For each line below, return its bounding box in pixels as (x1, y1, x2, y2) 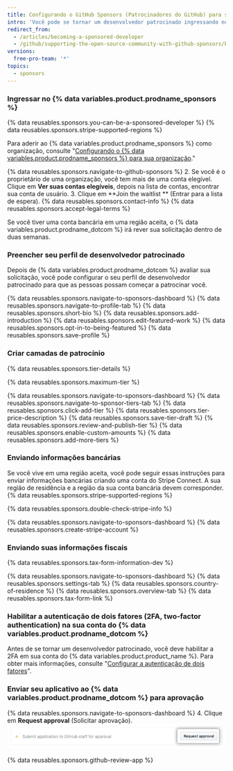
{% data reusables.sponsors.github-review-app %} (7, 756, 154, 765)
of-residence (7, 587, 44, 595)
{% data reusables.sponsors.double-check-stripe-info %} (7, 504, 173, 513)
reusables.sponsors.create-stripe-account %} (7, 525, 139, 534)
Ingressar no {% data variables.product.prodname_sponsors (7, 94, 216, 104)
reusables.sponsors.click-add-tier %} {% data (7, 406, 139, 414)
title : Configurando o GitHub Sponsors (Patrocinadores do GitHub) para (7, 11, 222, 18)
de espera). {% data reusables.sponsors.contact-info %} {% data (7, 197, 194, 205)
